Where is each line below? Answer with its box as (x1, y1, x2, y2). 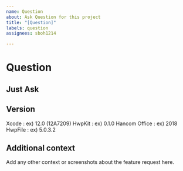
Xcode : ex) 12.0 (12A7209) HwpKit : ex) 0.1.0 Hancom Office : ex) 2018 (6, 120, 178, 127)
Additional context (6, 143, 75, 153)
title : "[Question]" (6, 19, 57, 25)
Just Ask (6, 84, 39, 94)
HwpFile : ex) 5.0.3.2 (6, 126, 56, 133)
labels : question (6, 25, 49, 31)
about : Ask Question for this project (6, 14, 101, 20)
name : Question (6, 8, 43, 15)
